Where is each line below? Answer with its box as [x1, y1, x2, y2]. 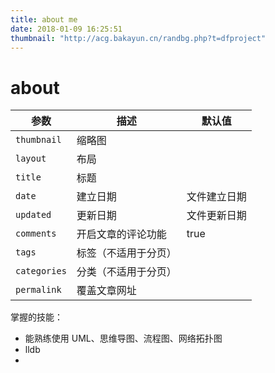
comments [15, 228, 57, 240]
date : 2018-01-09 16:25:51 [10, 24, 123, 34]
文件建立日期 [186, 190, 247, 204]
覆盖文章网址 [76, 284, 137, 298]
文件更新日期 [186, 209, 247, 223]
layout [15, 153, 47, 165]
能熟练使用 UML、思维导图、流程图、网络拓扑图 [24, 332, 223, 345]
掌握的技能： [10, 311, 63, 323]
